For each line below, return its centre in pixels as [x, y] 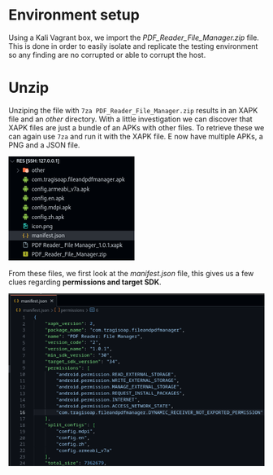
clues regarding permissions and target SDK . [85, 282]
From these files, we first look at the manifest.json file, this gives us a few [131, 273]
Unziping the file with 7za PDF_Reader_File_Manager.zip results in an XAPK [133, 110]
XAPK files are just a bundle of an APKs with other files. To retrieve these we [136, 127]
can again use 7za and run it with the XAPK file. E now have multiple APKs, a [136, 136]
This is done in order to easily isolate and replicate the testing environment [133, 46]
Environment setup [74, 15]
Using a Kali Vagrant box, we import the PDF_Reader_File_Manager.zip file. [134, 37]
